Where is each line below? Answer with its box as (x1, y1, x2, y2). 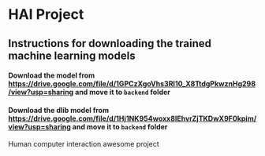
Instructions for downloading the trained (8, 37, 211, 50)
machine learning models (8, 49, 136, 62)
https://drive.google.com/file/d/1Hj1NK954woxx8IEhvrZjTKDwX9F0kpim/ (8, 114, 257, 123)
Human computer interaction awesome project (8, 140, 159, 149)
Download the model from (8, 71, 95, 80)
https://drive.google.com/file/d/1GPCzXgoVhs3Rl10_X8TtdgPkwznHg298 (8, 79, 256, 89)
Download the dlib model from (8, 105, 109, 114)
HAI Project (8, 5, 84, 24)
